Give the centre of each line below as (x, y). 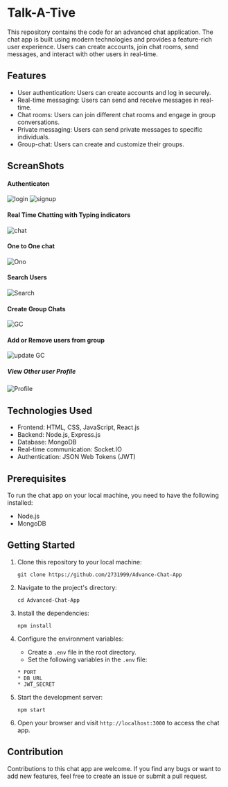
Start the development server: (60, 697)
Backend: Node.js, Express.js (59, 435)
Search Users (27, 277)
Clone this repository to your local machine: (79, 562)
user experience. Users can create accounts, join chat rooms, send (103, 46)
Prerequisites (37, 479)
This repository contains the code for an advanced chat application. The (110, 32)
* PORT (27, 672)
